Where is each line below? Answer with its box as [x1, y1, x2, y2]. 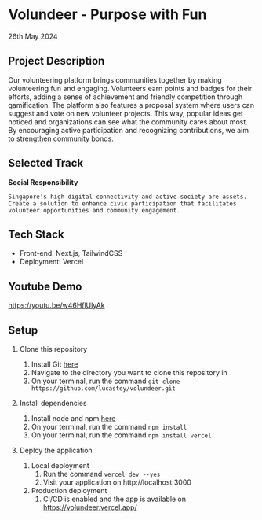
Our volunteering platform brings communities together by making [8, 75, 222, 84]
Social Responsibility [8, 177, 78, 186]
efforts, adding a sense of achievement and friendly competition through [8, 92, 243, 101]
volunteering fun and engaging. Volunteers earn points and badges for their [8, 83, 253, 93]
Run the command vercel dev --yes [42, 470, 161, 478]
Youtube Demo [8, 279, 82, 293]
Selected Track [8, 157, 84, 170]
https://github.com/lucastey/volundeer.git [31, 385, 176, 393]
